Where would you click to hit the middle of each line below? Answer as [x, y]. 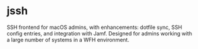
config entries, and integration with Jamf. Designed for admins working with [99, 33]
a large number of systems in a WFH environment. [68, 40]
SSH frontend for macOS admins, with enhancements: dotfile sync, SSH [95, 27]
